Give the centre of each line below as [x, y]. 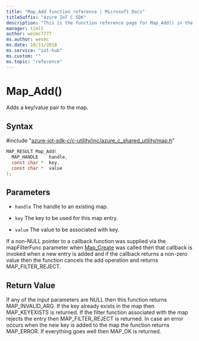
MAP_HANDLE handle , [40, 157]
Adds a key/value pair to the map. [47, 107]
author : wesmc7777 [29, 34]
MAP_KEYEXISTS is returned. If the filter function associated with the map [97, 312]
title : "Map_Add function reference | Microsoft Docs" [76, 12]
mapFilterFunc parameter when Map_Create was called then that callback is [99, 247]
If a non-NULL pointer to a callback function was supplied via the [86, 241]
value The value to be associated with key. [67, 230]
